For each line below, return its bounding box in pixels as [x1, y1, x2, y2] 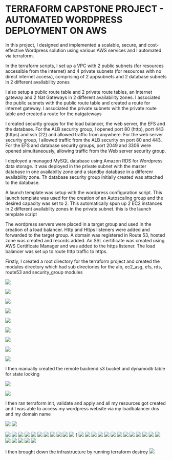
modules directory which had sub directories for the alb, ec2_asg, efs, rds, [5, 263, 162, 269]
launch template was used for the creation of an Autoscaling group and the [5, 195, 164, 201]
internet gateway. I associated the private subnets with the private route [5, 105, 157, 111]
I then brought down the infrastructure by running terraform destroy [5, 449, 148, 455]
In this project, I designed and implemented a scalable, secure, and [5, 41, 147, 48]
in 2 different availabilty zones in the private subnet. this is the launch [5, 205, 152, 212]
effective [5, 47, 24, 53]
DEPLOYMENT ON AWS [5, 25, 107, 36]
